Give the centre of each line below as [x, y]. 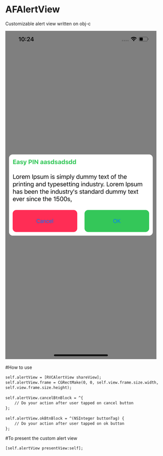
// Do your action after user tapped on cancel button [74, 403]
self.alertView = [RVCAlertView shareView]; [53, 377]
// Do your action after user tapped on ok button [69, 423]
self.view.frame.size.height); [39, 388]
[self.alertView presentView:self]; [44, 448]
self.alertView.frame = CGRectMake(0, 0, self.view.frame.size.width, [82, 382]
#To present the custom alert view [41, 438]
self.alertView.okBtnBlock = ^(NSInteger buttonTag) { [65, 418]
